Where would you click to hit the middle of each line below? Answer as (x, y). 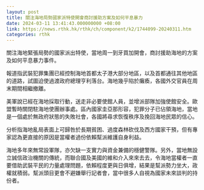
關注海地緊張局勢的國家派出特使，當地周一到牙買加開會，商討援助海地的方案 (102, 53)
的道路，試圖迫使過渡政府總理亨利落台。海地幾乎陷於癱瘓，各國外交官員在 (99, 81)
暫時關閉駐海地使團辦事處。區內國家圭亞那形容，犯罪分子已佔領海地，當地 (104, 109)
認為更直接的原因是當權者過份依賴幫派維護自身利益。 (78, 137)
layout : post (23, 12)
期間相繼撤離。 (30, 88)
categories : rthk (28, 35)
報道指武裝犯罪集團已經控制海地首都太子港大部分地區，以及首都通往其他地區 (102, 73)
